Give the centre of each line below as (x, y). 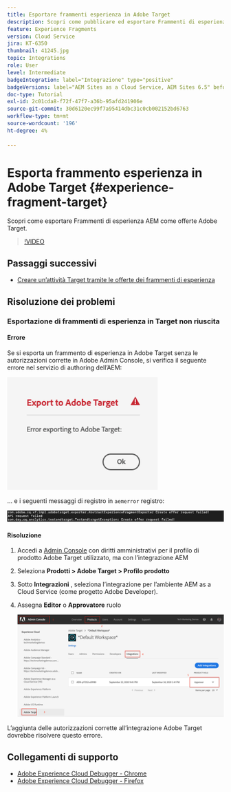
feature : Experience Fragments (52, 29)
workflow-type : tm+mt (38, 116)
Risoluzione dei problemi (61, 302)
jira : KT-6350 (27, 44)
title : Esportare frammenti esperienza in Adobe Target (89, 14)
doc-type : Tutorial (35, 94)
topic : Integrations (37, 58)
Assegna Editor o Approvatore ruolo (69, 605)
